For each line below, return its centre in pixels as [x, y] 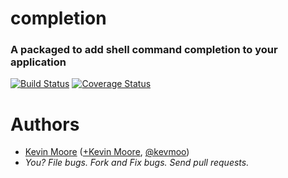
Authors [45, 124]
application [38, 62]
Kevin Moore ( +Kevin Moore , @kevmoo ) [107, 152]
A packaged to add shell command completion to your [144, 50]
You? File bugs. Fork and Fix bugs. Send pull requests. [137, 163]
